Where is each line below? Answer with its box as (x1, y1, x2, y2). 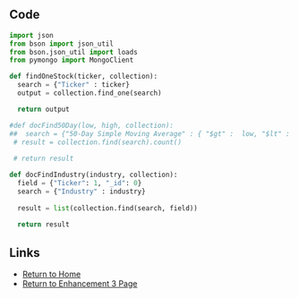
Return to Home (21, 268, 81, 280)
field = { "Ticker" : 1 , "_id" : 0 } (17, 179, 142, 188)
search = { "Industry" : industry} (17, 187, 146, 196)
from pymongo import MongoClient (9, 55, 134, 65)
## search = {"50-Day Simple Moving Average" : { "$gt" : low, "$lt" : (9, 129, 291, 138)
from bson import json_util (9, 39, 115, 48)
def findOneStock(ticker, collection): (9, 72, 158, 81)
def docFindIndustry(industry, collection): (9, 170, 178, 180)
